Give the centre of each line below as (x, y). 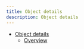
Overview (35, 40)
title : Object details (34, 12)
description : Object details (42, 17)
